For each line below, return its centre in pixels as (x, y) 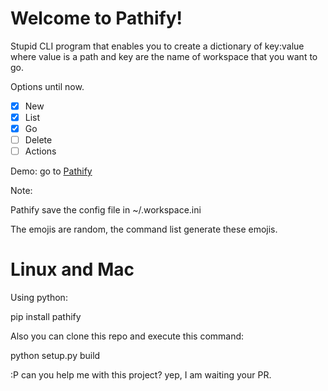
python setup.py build (55, 356)
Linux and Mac (72, 269)
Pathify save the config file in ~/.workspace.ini (106, 210)
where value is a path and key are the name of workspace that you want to (164, 56)
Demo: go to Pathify (51, 171)
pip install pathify (46, 317)
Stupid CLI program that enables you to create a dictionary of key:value (157, 46)
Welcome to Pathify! (96, 18)
